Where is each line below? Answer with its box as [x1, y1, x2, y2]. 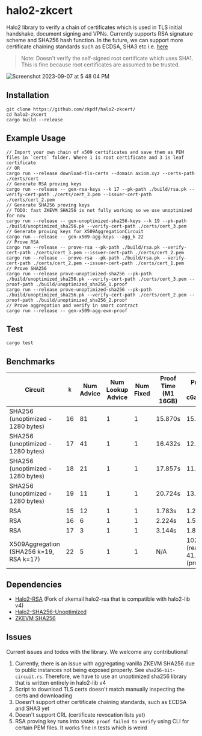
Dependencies [6, 579, 62, 589]
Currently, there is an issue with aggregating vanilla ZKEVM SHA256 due [14, 659, 195, 667]
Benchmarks [6, 356, 55, 366]
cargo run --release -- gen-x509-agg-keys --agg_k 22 [6, 234, 144, 240]
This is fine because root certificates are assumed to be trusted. [20, 61, 180, 68]
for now [6, 213, 26, 219]
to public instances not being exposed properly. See [14, 666, 144, 673]
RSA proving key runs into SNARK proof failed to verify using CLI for [14, 717, 189, 725]
